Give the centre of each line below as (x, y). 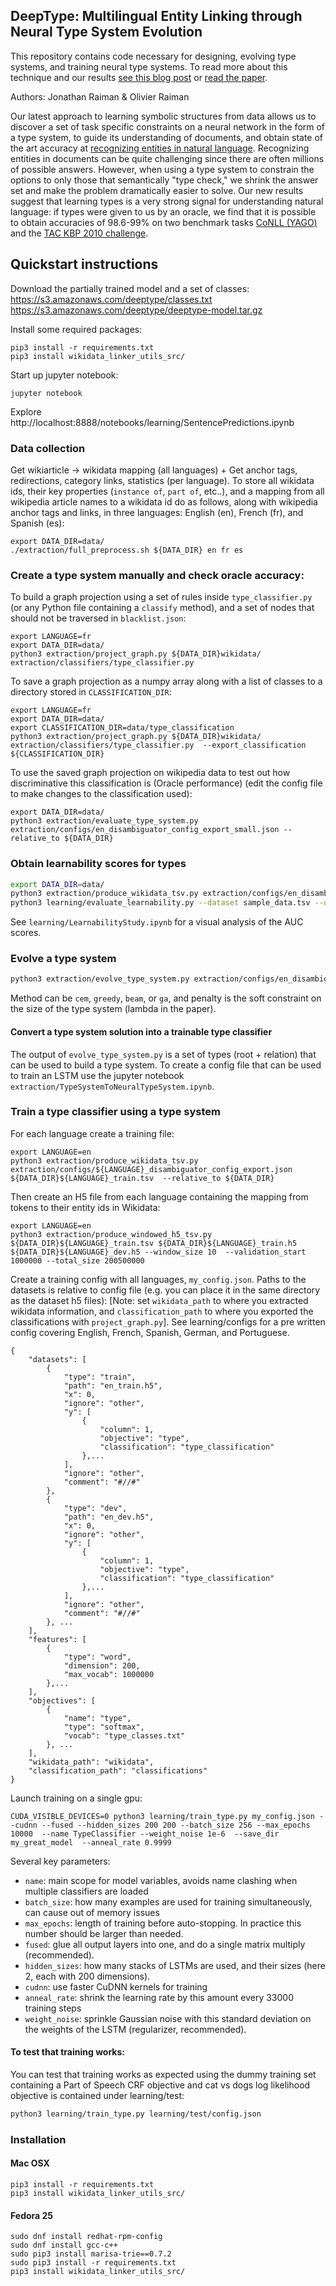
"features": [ (57, 1639)
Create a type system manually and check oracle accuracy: (157, 575)
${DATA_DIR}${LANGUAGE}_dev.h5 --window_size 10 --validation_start (158, 1252)
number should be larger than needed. (104, 1933)
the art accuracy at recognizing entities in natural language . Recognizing (160, 148)
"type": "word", (97, 1657)
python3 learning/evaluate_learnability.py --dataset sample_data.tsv (160, 903)
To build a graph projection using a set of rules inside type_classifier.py (161, 597)
